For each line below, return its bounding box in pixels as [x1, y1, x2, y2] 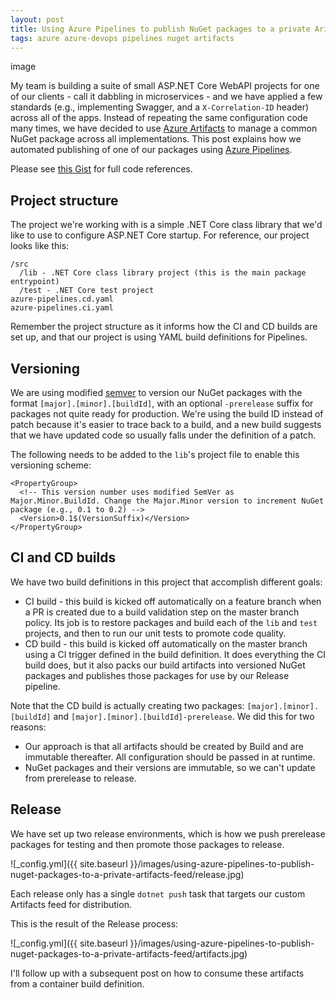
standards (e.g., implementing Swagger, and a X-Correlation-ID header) [10, 101, 310, 113]
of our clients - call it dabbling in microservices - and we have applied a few [10, 91, 323, 103]
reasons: [10, 721, 47, 733]
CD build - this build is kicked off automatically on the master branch [24, 637, 308, 650]
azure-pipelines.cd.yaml [10, 294, 114, 305]
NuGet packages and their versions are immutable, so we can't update [24, 761, 316, 773]
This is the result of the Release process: [10, 917, 179, 930]
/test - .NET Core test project [19, 286, 155, 296]
